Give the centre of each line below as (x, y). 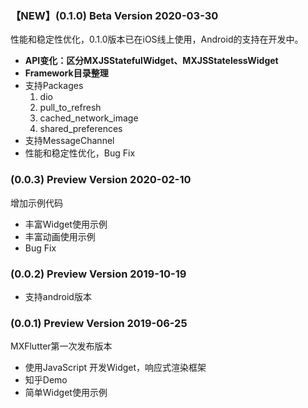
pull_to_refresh (70, 108)
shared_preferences (81, 129)
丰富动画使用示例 (60, 236)
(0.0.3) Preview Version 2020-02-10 (101, 180)
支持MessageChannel (69, 141)
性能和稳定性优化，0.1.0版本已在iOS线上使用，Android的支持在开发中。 (157, 39)
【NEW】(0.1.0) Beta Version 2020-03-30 (114, 15)
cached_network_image (89, 118)
